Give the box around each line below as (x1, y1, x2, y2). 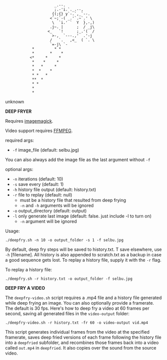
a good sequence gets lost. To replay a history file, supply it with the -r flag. (5, 257, 162, 263)
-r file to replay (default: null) (12, 192, 72, 197)
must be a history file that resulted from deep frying (19, 197, 126, 203)
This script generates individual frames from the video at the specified (5, 329, 150, 335)
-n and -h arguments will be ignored (19, 202, 94, 208)
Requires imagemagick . (5, 118, 53, 124)
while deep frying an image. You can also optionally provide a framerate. (5, 300, 155, 306)
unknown (5, 99, 24, 105)
